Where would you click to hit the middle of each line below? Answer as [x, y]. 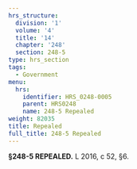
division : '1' [39, 23]
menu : [17, 82]
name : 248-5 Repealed [58, 112]
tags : [17, 67]
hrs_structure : [33, 15]
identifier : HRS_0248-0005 [67, 97]
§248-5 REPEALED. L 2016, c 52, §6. [69, 156]
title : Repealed [35, 126]
